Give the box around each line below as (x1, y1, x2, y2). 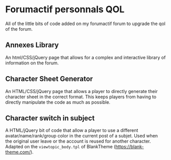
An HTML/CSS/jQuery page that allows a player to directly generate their (5, 88, 158, 94)
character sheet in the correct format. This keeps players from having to (5, 94, 157, 100)
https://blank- (115, 144, 144, 150)
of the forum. (5, 26, 33, 32)
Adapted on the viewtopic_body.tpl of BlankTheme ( (5, 144, 116, 150)
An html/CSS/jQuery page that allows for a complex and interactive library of (5, 54, 166, 60)
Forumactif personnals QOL (5, 4, 125, 15)
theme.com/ (5, 149, 31, 155)
